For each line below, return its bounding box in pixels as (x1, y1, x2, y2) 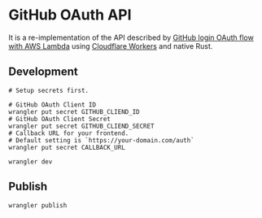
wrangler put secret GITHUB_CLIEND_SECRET (8, 122, 155, 130)
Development (8, 65, 79, 79)
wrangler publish (8, 201, 68, 209)
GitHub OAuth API (8, 6, 132, 24)
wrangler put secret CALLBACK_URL (8, 143, 126, 151)
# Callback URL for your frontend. (8, 129, 129, 137)
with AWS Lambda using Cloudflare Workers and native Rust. (8, 41, 213, 50)
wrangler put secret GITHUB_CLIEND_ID (8, 107, 140, 116)
